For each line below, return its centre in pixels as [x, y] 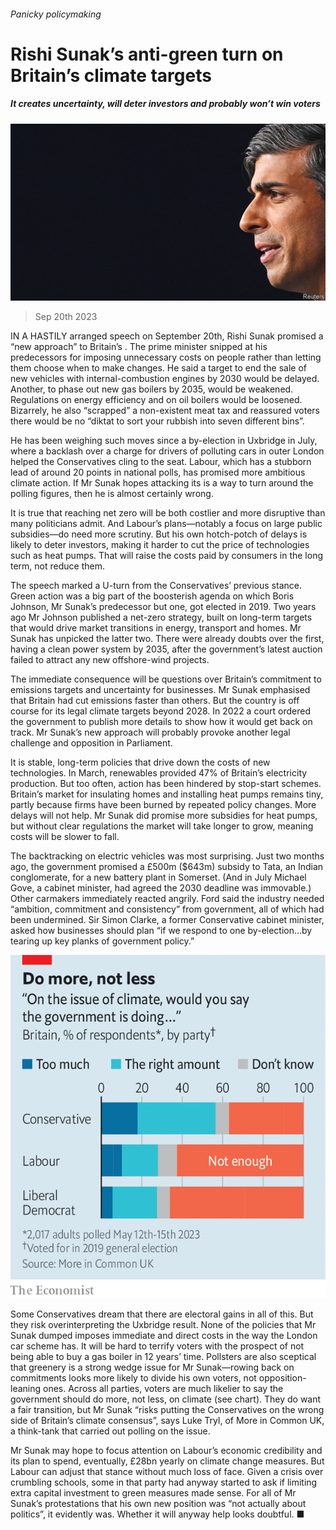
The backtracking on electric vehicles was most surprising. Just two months [167, 856]
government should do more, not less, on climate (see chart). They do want [166, 1399]
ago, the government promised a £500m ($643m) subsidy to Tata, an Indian [167, 867]
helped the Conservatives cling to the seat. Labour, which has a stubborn [161, 462]
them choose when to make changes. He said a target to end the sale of [159, 368]
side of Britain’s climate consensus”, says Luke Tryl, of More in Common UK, [167, 1420]
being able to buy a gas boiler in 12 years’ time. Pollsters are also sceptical [163, 1356]
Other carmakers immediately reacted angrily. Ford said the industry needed [167, 899]
